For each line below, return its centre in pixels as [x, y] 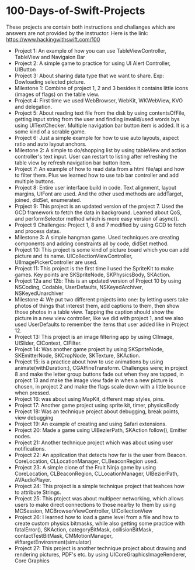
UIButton [25, 69]
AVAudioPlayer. [33, 480]
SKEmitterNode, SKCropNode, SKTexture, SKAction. [77, 355]
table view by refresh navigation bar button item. [73, 163]
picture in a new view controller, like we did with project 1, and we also [99, 318]
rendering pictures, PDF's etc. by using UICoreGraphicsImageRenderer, [100, 554]
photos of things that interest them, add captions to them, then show [97, 305]
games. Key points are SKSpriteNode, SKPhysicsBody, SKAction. [93, 274]
